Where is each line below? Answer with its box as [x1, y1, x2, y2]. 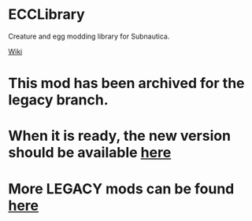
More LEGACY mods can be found [8, 179, 235, 197]
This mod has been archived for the [8, 75, 245, 92]
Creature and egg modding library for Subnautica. [8, 31, 170, 41]
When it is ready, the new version [8, 127, 231, 145]
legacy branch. [8, 91, 109, 109]
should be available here [8, 144, 172, 162]
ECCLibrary [8, 6, 85, 24]
